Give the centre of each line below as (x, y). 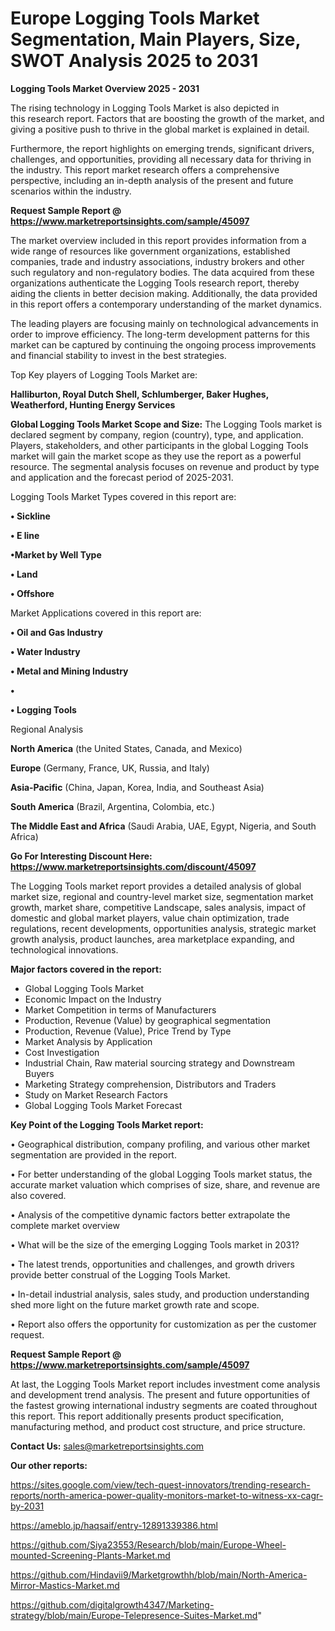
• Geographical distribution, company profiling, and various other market (160, 1144)
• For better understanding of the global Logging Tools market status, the (161, 1174)
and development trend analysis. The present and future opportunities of (160, 1394)
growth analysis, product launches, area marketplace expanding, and (152, 939)
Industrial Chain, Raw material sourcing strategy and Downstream (159, 1063)
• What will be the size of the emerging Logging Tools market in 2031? (155, 1244)
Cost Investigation (62, 1052)
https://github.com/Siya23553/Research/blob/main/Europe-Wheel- (148, 1544)
